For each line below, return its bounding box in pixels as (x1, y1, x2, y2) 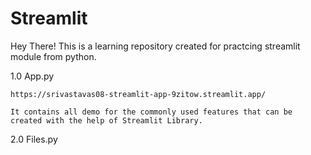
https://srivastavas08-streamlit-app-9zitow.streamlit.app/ (10, 89, 267, 99)
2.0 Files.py (10, 133, 58, 145)
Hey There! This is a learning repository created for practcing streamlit (10, 40, 301, 52)
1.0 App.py (10, 70, 55, 82)
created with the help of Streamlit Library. (10, 115, 203, 126)
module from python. (10, 50, 97, 62)
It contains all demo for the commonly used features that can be (10, 107, 293, 117)
